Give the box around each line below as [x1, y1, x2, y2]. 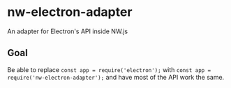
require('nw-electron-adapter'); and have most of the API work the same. [7, 73, 225, 81]
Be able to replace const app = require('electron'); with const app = [7, 65, 211, 73]
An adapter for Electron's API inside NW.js [7, 27, 128, 35]
